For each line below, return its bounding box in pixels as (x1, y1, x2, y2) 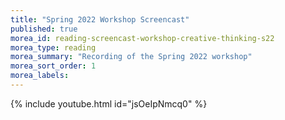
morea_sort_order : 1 (10, 61, 97, 71)
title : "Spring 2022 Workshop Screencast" (10, 14, 190, 25)
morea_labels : (10, 71, 70, 81)
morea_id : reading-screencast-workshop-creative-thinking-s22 (10, 33, 275, 43)
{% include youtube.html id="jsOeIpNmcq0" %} (10, 97, 208, 110)
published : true (10, 24, 78, 34)
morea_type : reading (10, 42, 97, 53)
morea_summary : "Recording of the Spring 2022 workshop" (10, 52, 253, 62)
